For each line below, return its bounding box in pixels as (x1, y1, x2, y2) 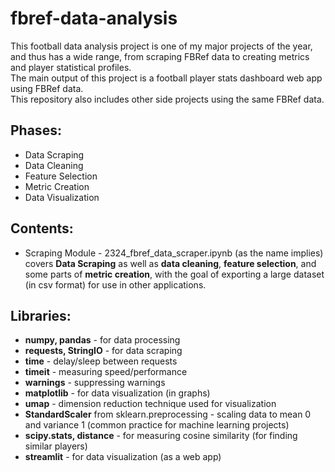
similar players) (24, 440, 88, 452)
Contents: (10, 220, 74, 237)
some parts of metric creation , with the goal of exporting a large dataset (24, 268, 325, 280)
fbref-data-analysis (10, 7, 178, 30)
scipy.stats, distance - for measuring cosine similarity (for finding (24, 430, 298, 442)
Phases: (10, 122, 62, 139)
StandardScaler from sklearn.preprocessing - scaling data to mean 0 (24, 408, 312, 421)
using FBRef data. (10, 82, 84, 94)
